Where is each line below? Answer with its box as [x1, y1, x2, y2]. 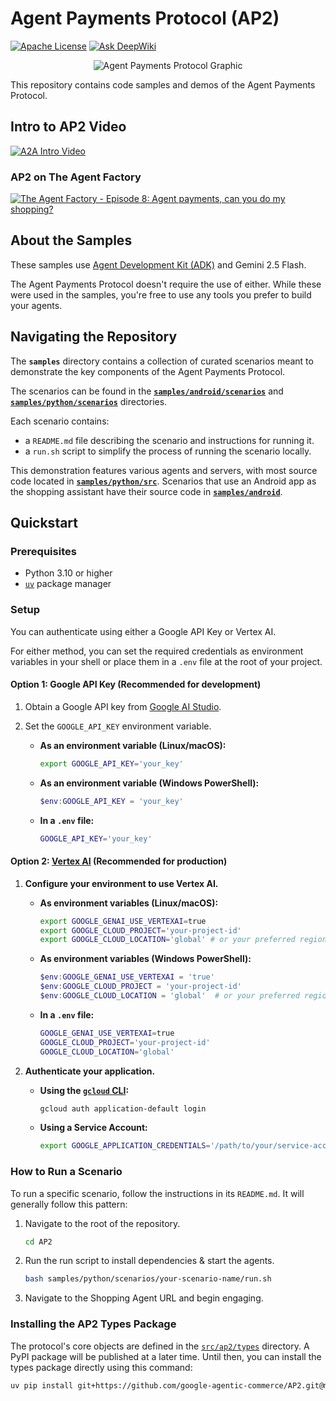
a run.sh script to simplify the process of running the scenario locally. [24, 445, 312, 457]
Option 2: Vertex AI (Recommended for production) [10, 855, 228, 867]
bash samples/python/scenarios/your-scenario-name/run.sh [24, 1274, 272, 1284]
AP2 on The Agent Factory [10, 170, 142, 184]
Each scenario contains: [10, 415, 110, 427]
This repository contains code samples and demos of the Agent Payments [10, 78, 316, 91]
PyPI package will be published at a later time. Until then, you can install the [10, 1350, 322, 1362]
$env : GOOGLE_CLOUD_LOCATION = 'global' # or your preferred [39, 991, 300, 1001]
